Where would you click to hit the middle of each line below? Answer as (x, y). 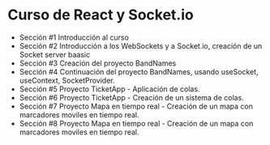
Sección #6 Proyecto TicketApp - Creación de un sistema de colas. (131, 97)
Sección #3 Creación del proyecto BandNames (98, 63)
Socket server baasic (55, 54)
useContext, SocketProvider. (67, 80)
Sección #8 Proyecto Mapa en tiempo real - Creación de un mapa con (136, 123)
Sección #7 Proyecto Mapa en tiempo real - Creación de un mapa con (136, 106)
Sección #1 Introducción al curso (74, 37)
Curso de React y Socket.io (101, 15)
